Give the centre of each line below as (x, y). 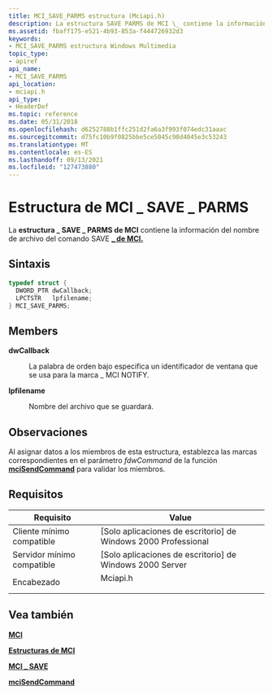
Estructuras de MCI (42, 650)
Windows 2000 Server (143, 565)
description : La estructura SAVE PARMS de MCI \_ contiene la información (138, 24)
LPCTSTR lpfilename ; (54, 298)
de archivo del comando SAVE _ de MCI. (76, 239)
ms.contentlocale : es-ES (50, 152)
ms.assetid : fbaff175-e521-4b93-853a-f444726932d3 (96, 31)
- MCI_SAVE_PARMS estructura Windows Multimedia (92, 46)
